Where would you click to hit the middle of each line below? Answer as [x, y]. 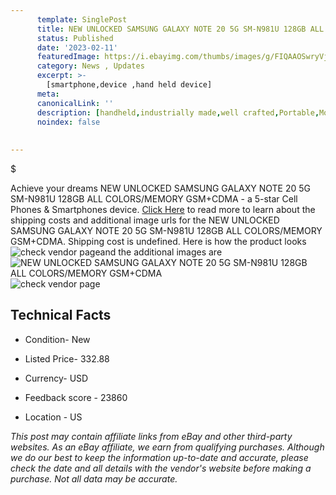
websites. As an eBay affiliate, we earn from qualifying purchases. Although [167, 447]
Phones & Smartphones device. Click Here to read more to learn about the [163, 209]
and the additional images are [161, 252]
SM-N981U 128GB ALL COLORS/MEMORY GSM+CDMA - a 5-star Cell [154, 199]
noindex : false [68, 122]
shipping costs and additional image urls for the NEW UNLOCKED [145, 220]
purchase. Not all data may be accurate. [94, 478]
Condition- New [57, 339]
